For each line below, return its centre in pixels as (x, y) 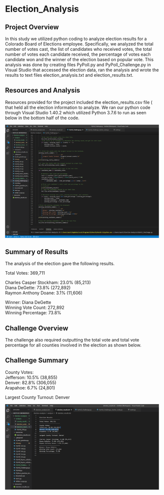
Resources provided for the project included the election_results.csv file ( (79, 102)
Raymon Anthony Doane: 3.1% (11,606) (44, 293)
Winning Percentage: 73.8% (33, 313)
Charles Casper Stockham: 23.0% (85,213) (48, 282)
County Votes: (20, 372)
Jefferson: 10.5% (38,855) (31, 377)
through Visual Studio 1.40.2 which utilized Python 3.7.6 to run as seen (76, 112)
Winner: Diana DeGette (28, 302)
